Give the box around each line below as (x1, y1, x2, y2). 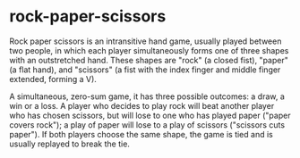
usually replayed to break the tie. (9, 138, 130, 149)
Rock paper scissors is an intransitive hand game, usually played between (9, 36, 282, 46)
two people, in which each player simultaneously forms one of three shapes (9, 45, 289, 55)
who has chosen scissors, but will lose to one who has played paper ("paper (9, 110, 291, 121)
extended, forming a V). (9, 73, 97, 84)
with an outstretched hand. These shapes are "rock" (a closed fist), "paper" (9, 54, 288, 65)
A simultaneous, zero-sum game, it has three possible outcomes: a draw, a (9, 91, 285, 102)
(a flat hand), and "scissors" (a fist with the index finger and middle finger (9, 64, 281, 75)
